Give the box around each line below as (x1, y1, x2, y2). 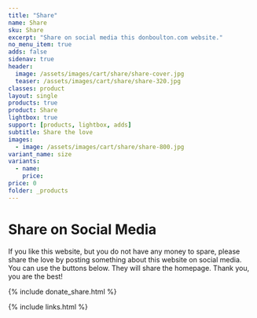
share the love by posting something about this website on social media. (8, 254, 242, 264)
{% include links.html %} (8, 302, 88, 311)
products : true (8, 99, 58, 107)
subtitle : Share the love (8, 128, 93, 136)
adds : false (8, 48, 47, 56)
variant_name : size (8, 150, 72, 158)
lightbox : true (8, 114, 58, 122)
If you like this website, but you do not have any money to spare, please (8, 247, 240, 256)
